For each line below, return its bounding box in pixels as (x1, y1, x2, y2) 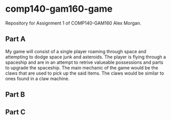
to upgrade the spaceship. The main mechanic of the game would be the (5, 64, 158, 70)
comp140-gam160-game (5, 3, 113, 15)
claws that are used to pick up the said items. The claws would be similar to (5, 70, 164, 76)
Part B (5, 90, 26, 99)
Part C (5, 108, 26, 116)
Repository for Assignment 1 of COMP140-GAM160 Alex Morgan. (5, 20, 141, 26)
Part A (5, 35, 26, 43)
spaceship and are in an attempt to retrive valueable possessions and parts (5, 59, 163, 65)
